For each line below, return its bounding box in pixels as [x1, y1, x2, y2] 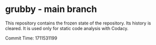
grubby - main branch [5, 3, 97, 15]
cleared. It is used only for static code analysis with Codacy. [5, 25, 129, 31]
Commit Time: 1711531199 [5, 35, 57, 41]
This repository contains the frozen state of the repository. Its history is [5, 20, 151, 26]
